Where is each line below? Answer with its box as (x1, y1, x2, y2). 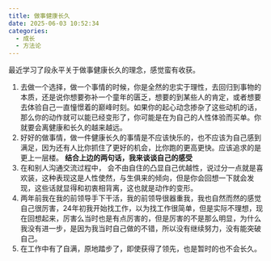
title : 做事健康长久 (8, 11, 70, 20)
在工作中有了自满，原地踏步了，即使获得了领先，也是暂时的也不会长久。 (19, 244, 261, 254)
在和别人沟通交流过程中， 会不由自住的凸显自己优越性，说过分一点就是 (19, 163, 256, 173)
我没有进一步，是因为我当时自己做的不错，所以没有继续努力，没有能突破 (19, 224, 261, 234)
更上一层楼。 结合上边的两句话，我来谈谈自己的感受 (19, 153, 193, 162)
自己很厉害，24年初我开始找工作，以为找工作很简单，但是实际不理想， (19, 204, 256, 213)
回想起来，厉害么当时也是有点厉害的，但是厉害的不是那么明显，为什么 (27, 213, 261, 223)
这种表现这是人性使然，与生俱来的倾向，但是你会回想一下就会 (41, 173, 248, 183)
